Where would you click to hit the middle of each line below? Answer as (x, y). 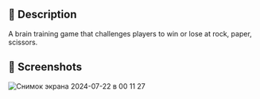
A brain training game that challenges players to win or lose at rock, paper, (130, 33)
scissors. (23, 42)
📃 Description (43, 15)
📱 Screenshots (45, 67)
